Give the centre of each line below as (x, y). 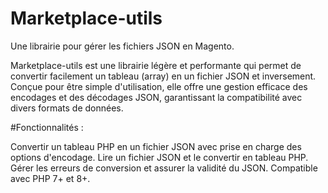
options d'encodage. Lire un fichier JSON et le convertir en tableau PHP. (159, 157)
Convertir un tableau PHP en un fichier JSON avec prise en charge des (156, 146)
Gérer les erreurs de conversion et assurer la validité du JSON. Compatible (164, 168)
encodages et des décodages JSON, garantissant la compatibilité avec (156, 97)
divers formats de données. (67, 108)
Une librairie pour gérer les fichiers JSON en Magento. (122, 46)
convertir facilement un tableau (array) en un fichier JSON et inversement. (163, 76)
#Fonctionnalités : (47, 127)
